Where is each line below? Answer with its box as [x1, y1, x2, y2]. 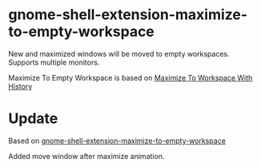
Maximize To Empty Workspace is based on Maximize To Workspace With [8, 73, 253, 82]
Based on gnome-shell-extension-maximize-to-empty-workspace [8, 136, 227, 145]
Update [8, 109, 58, 128]
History [8, 82, 33, 91]
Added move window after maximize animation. [8, 151, 165, 161]
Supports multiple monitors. [8, 58, 100, 67]
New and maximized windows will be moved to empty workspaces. [8, 49, 230, 58]
